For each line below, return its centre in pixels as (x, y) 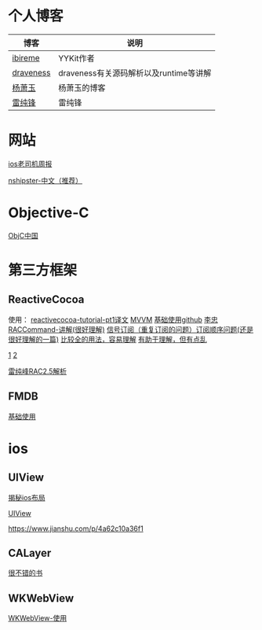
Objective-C (49, 213)
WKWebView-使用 (38, 618)
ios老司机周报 (30, 164)
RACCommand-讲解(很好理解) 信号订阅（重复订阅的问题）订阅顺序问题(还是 (131, 329)
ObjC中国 (23, 235)
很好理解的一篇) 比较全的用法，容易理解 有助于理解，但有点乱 (107, 339)
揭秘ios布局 (27, 497)
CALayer (30, 553)
